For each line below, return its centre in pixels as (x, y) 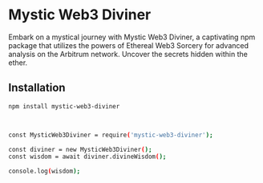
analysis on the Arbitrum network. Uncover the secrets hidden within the (128, 54)
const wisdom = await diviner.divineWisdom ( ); (87, 157)
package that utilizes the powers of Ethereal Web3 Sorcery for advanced (129, 45)
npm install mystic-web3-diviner (64, 106)
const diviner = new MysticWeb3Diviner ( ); (80, 149)
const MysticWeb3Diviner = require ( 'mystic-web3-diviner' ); (111, 135)
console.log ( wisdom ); (45, 171)
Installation (37, 88)
